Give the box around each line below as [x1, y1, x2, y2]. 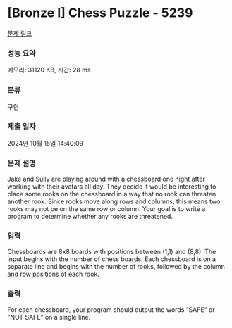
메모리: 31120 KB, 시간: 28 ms [7, 65, 92, 75]
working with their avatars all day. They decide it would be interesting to [7, 182, 216, 191]
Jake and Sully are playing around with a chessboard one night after [7, 175, 206, 184]
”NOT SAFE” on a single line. [7, 313, 91, 321]
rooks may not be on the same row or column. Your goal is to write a [7, 205, 206, 213]
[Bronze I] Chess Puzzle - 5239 [7, 5, 193, 21]
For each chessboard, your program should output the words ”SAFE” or [7, 305, 215, 314]
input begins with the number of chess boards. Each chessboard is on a [7, 255, 216, 263]
